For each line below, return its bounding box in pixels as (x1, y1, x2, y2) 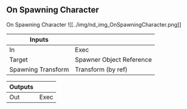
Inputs (29, 35, 49, 44)
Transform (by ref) (75, 65, 128, 73)
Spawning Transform (9, 65, 69, 73)
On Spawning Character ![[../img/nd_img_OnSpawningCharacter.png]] (6, 21, 182, 28)
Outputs (9, 82, 33, 91)
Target (9, 55, 29, 64)
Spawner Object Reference (75, 55, 152, 64)
